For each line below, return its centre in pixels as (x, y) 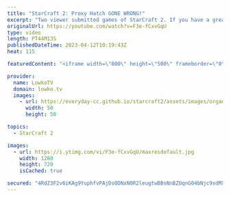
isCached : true (41, 171)
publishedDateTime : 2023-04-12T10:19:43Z (67, 45)
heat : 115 (21, 52)
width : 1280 (36, 158)
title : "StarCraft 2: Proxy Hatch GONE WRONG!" (76, 13)
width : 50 (39, 108)
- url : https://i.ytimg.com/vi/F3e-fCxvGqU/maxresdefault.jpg (104, 152)
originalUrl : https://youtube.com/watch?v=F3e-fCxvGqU (87, 26)
